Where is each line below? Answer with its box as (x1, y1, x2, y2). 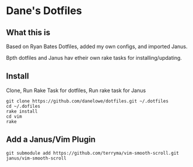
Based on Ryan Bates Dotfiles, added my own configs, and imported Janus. (6, 43, 188, 50)
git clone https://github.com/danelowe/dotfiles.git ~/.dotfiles (6, 98, 168, 104)
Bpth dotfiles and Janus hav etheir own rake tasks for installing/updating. (6, 54, 182, 61)
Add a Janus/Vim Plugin (6, 135, 96, 145)
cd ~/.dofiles (6, 103, 41, 109)
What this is (6, 28, 51, 38)
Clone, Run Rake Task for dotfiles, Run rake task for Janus (6, 87, 146, 94)
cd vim (6, 113, 22, 120)
